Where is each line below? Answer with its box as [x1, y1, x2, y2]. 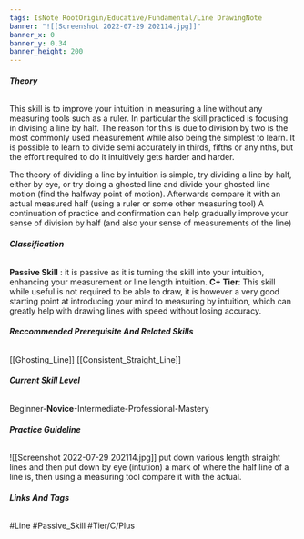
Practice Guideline [9, 424, 81, 434]
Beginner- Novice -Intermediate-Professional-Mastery [9, 403, 209, 414]
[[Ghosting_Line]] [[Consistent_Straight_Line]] [9, 354, 182, 364]
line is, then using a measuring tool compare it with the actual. [9, 472, 242, 483]
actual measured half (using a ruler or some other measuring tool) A [9, 198, 264, 209]
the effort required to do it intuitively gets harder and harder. [9, 152, 235, 163]
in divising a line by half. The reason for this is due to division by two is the [9, 123, 289, 134]
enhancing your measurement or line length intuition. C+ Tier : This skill [9, 276, 276, 287]
